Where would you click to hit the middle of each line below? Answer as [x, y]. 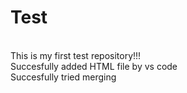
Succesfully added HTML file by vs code [94, 66]
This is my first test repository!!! [76, 55]
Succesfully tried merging [63, 77]
